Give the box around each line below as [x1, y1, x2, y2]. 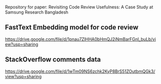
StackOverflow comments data [5, 55, 101, 64]
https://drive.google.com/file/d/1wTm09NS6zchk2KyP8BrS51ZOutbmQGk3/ [5, 68, 156, 74]
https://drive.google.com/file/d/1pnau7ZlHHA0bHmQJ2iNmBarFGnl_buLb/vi [5, 36, 156, 42]
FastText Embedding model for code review [5, 23, 139, 32]
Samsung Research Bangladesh [5, 9, 69, 15]
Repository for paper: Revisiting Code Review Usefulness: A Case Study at [5, 4, 153, 10]
